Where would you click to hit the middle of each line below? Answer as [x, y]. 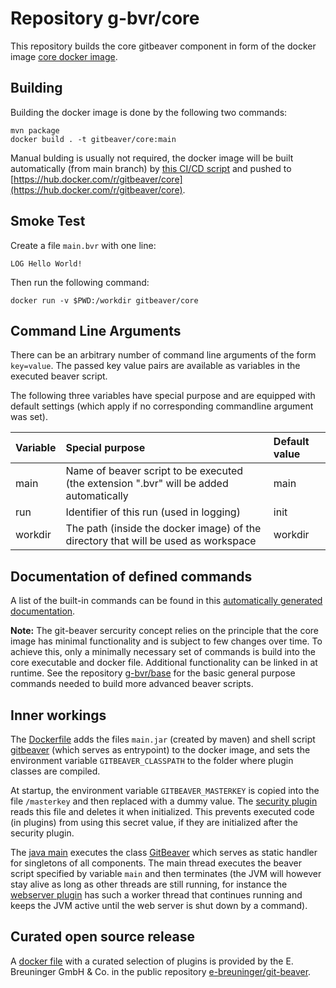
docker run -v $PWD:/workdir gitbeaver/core [104, 300]
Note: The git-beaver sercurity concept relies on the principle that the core [164, 631]
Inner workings [58, 715]
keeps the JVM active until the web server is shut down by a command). [159, 905]
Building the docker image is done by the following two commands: [149, 112]
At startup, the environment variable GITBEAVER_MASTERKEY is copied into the [165, 790]
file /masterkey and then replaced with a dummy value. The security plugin [164, 801]
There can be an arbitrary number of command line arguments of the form [163, 355]
